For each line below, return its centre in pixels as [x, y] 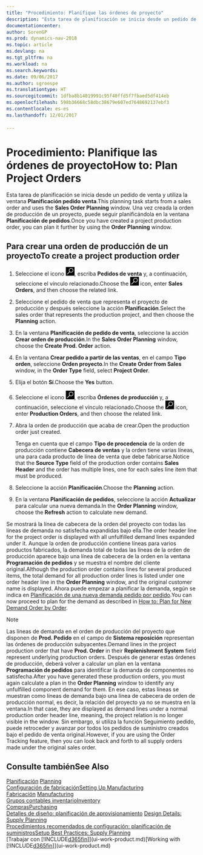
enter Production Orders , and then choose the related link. [88, 414]
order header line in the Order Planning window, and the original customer [99, 582]
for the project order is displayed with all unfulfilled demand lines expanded [101, 537]
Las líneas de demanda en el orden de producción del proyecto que [91, 632]
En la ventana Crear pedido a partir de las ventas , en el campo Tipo [100, 357]
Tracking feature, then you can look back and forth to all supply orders [95, 741]
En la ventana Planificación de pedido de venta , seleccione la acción [102, 333]
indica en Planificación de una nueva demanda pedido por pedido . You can [99, 595]
